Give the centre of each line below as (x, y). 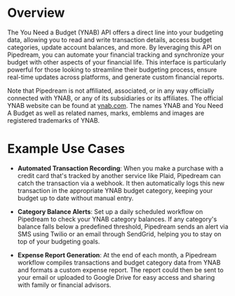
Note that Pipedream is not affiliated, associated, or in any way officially (111, 90)
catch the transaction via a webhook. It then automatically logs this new (121, 183)
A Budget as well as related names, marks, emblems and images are (106, 113)
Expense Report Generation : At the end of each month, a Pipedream (117, 255)
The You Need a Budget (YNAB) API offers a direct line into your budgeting (115, 32)
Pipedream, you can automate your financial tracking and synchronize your (116, 55)
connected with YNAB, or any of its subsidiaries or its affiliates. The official (115, 98)
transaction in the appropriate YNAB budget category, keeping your (115, 190)
